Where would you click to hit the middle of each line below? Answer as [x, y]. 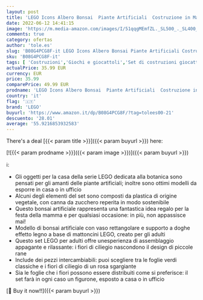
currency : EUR [24, 73]
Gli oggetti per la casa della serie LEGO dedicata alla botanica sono [98, 177]
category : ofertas [29, 40]
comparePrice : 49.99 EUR [37, 85]
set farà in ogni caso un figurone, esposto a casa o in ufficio [90, 279]
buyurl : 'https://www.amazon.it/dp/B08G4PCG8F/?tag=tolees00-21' [90, 113]
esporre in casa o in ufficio [48, 190]
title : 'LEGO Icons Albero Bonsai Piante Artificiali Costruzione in [98, 17]
